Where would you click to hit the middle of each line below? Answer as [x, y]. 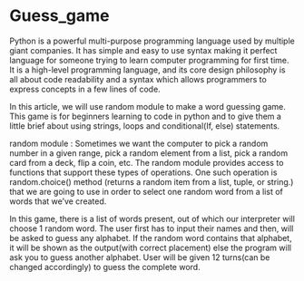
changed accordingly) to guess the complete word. [105, 266]
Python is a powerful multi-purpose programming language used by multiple [152, 41]
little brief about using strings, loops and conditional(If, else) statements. [145, 126]
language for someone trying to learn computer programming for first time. [149, 60]
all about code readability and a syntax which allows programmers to [138, 79]
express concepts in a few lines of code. [85, 89]
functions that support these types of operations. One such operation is [143, 172]
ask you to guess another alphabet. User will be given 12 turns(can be [140, 257]
